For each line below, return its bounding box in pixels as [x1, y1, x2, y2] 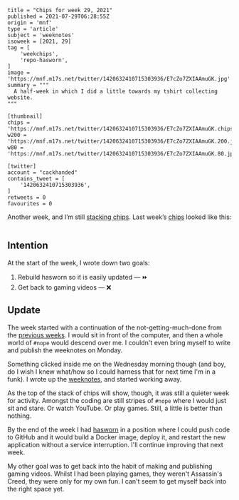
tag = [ [7, 44, 31, 51]
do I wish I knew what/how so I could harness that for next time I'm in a [7, 367, 216, 376]
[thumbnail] [7, 113, 43, 120]
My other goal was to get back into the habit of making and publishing [7, 461, 213, 470]
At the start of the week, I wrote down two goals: [7, 258, 151, 267]
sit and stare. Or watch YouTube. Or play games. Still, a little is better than [7, 404, 223, 412]
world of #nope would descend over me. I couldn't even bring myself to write [7, 338, 231, 347]
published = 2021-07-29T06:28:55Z [7, 13, 110, 20]
